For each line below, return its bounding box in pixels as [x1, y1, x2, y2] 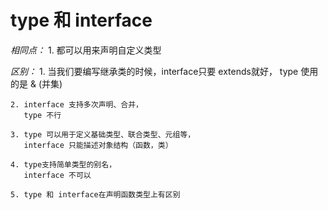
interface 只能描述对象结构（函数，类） [23, 140, 173, 150]
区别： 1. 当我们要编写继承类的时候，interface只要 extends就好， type [10, 65, 299, 77]
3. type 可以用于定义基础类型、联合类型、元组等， [10, 129, 196, 140]
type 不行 [23, 110, 62, 120]
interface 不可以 [23, 170, 92, 180]
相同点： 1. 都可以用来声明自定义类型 [10, 44, 162, 56]
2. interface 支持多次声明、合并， [10, 99, 143, 110]
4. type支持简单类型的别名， [10, 159, 117, 170]
